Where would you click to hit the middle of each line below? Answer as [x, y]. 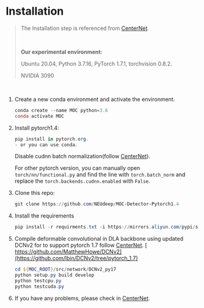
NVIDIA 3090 [37, 75]
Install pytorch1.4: [37, 128]
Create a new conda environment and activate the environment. [95, 99]
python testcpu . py [38, 280]
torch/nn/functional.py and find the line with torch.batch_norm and [100, 175]
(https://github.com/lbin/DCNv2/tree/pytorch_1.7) [76, 258]
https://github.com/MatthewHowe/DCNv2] [68, 252]
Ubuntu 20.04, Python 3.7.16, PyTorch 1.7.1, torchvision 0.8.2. [96, 64]
